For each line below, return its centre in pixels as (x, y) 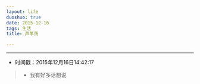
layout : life (22, 12)
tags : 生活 (19, 28)
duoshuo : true (24, 17)
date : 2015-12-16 (28, 23)
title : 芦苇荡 (22, 34)
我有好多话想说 (48, 75)
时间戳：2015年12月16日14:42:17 (54, 63)
